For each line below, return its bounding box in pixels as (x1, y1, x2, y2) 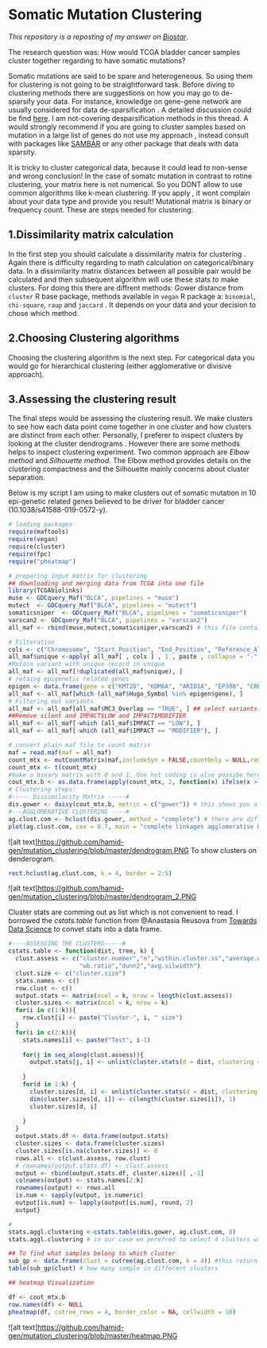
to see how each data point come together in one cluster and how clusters (8, 422, 252, 431)
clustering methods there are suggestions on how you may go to (8, 88, 220, 97)
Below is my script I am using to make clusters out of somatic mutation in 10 (8, 488, 257, 498)
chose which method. (8, 308, 79, 318)
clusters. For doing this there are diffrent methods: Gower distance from (8, 282, 244, 292)
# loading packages (8, 520, 73, 528)
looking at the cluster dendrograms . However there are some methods (8, 439, 241, 449)
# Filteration (8, 638, 56, 646)
